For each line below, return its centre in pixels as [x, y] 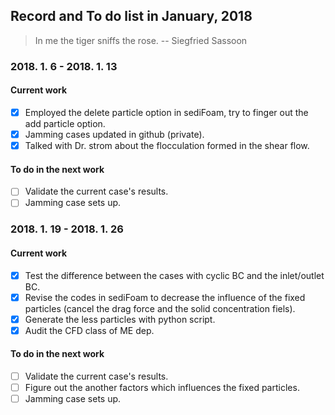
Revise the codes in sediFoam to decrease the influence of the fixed [165, 297]
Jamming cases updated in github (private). [114, 134]
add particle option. [65, 123]
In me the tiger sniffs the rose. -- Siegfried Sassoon [141, 40]
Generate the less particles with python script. [120, 319]
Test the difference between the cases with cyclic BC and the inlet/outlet [174, 275]
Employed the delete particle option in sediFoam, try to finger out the [166, 112]
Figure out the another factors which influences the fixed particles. [162, 388]
